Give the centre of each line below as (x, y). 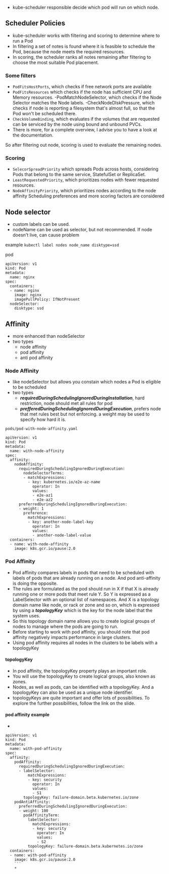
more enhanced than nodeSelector (49, 336)
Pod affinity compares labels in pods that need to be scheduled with (83, 572)
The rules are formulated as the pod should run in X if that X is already (86, 588)
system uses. (26, 615)
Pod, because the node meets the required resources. (69, 51)
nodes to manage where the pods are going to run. (65, 626)
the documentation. (33, 135)
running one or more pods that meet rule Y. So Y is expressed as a (81, 594)
